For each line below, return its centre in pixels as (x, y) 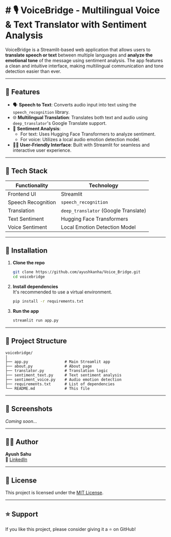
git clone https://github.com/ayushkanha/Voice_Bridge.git (77, 272)
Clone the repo (28, 263)
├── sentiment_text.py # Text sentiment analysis (64, 375)
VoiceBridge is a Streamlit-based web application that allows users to (78, 49)
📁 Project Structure (36, 341)
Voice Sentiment (27, 227)
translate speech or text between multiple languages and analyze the (79, 55)
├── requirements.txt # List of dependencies (60, 384)
